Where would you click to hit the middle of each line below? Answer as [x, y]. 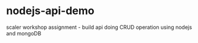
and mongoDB [24, 33]
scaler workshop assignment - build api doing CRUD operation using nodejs [99, 27]
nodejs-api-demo [50, 11]
